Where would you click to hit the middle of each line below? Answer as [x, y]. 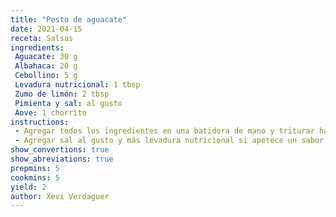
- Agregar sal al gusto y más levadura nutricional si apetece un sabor [169, 141]
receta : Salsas [42, 38]
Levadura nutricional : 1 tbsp [77, 85]
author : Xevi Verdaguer [60, 196]
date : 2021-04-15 [46, 29]
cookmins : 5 [35, 177]
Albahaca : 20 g [46, 66]
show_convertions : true [60, 150]
